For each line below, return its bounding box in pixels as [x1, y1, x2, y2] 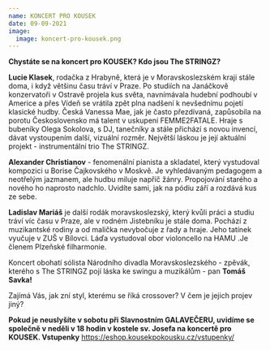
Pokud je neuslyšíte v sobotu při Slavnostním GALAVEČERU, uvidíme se [8, 315, 255, 325]
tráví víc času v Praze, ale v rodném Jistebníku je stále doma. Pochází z [8, 216, 247, 226]
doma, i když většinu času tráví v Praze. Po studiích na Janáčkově [8, 81, 229, 91]
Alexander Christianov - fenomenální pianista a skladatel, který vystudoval [8, 158, 260, 167]
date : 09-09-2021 [8, 19, 67, 28]
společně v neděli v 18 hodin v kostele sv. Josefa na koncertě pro [8, 324, 232, 334]
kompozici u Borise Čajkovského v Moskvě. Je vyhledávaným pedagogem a [8, 166, 263, 175]
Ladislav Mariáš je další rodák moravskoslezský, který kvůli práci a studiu [8, 208, 255, 218]
